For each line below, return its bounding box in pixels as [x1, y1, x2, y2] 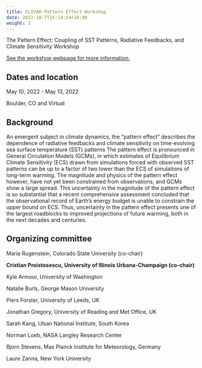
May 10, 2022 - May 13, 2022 [6, 88, 79, 95]
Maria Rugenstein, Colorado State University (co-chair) [6, 249, 143, 257]
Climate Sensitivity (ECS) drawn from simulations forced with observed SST [6, 159, 194, 166]
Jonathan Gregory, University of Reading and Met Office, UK [6, 308, 157, 315]
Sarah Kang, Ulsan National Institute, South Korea [6, 320, 130, 327]
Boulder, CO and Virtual [6, 100, 65, 107]
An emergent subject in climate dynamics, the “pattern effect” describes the [6, 133, 196, 140]
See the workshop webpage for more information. [6, 55, 131, 62]
